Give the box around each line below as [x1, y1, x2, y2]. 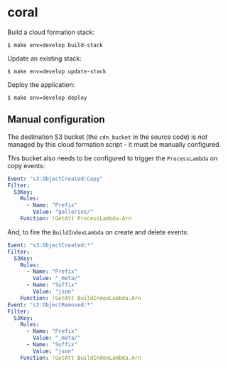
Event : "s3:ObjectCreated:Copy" [7, 175, 103, 182]
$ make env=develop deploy [7, 94, 87, 101]
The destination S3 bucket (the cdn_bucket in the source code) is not [7, 133, 208, 141]
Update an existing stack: [7, 54, 82, 63]
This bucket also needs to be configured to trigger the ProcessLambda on [7, 154, 218, 162]
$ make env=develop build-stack [7, 41, 103, 48]
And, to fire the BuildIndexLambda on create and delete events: [7, 227, 190, 236]
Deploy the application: [7, 80, 75, 89]
